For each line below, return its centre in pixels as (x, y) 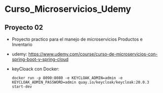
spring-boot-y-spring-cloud (40, 59)
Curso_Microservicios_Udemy (68, 9)
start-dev (22, 87)
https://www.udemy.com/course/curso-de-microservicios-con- (93, 54)
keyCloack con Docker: (36, 69)
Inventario (22, 45)
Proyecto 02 (24, 27)
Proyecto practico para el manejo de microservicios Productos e (77, 39)
